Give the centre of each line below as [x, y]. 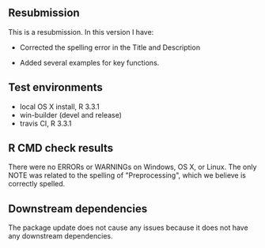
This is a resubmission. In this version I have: [81, 32]
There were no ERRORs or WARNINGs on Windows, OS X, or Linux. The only [132, 167]
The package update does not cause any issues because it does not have [128, 227]
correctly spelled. [37, 184]
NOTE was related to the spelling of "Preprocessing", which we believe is [127, 175]
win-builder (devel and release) [71, 115]
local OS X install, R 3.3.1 [60, 107]
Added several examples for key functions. [89, 62]
